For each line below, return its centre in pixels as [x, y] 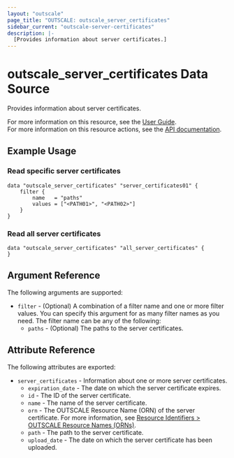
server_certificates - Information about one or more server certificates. [122, 381]
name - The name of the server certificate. [87, 403]
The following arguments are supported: [65, 292]
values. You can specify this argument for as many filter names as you [118, 313]
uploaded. [42, 447]
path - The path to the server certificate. [86, 432]
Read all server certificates [54, 233]
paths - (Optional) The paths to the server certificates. [105, 328]
